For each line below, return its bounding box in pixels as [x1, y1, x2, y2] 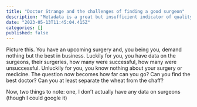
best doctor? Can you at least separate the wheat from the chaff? [6, 77, 164, 84]
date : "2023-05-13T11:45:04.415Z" [6, 19, 91, 25]
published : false [6, 30, 49, 36]
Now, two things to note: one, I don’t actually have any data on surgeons [6, 88, 181, 95]
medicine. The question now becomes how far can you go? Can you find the [6, 71, 191, 78]
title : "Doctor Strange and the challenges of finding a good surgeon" [6, 8, 185, 15]
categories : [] [6, 24, 43, 31]
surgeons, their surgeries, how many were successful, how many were [6, 59, 177, 66]
